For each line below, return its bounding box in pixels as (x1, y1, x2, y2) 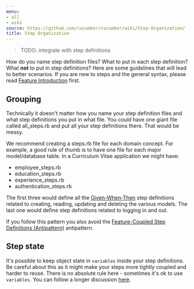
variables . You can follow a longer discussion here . (6, 275, 131, 283)
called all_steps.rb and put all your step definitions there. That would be (6, 122, 179, 129)
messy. (6, 128, 24, 136)
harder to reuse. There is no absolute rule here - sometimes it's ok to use (6, 270, 183, 277)
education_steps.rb (14, 170, 62, 177)
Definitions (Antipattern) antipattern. (6, 224, 94, 231)
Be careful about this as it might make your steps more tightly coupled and (6, 263, 187, 270)
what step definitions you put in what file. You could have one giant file (6, 116, 178, 123)
